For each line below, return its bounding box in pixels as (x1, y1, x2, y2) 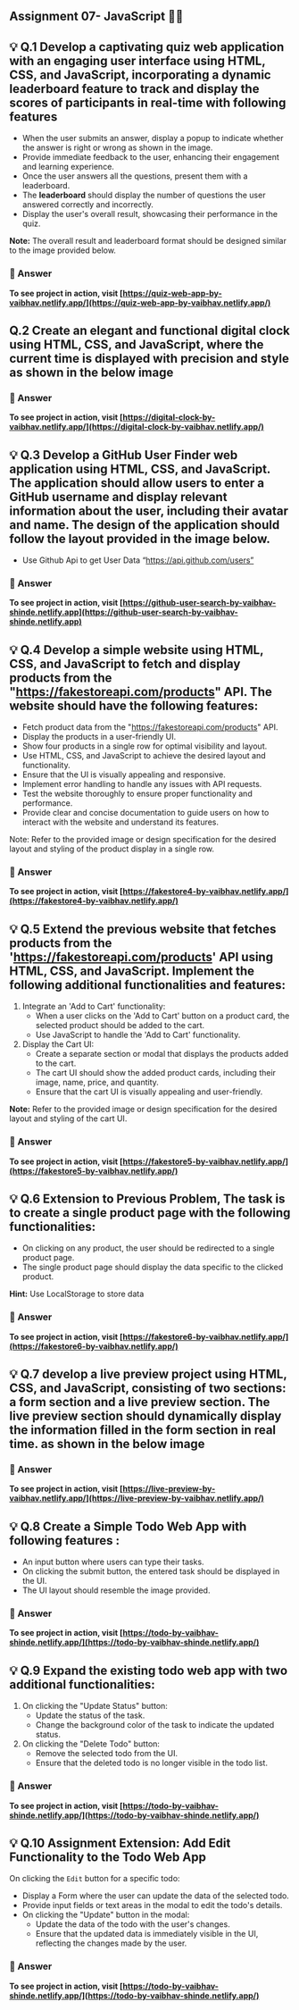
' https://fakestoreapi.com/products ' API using (9, 949, 274, 965)
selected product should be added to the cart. (35, 1020, 205, 1031)
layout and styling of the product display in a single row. (9, 843, 215, 854)
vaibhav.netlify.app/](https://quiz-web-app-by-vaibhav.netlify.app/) (9, 297, 271, 308)
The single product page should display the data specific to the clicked (21, 1261, 284, 1273)
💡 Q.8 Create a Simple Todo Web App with (9, 1519, 247, 1534)
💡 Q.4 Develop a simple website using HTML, (9, 642, 264, 657)
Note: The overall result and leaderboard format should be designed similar (9, 236, 287, 247)
